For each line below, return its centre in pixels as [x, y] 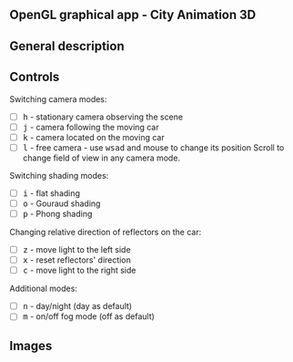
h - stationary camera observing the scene [103, 117]
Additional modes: [43, 289]
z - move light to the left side [76, 250]
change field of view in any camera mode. [101, 158]
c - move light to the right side [79, 270]
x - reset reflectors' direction [77, 260]
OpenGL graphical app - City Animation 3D [133, 15]
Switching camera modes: [58, 98]
